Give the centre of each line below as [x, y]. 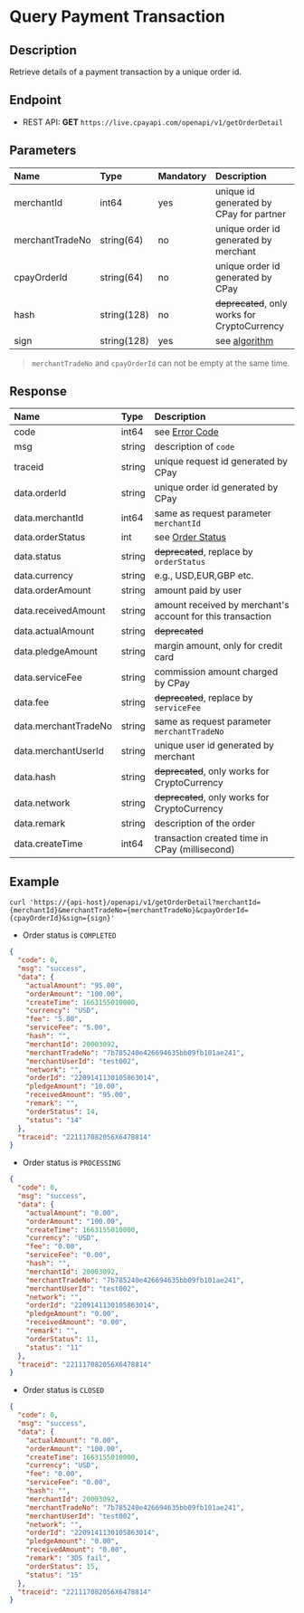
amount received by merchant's [222, 606]
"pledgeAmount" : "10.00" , [75, 1087]
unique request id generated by [221, 462]
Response [38, 391]
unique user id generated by [214, 746]
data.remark [40, 824]
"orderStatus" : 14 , [62, 1112]
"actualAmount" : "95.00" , [75, 985]
